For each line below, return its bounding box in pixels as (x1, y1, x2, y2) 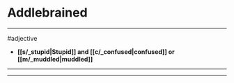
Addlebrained (7, 5, 88, 21)
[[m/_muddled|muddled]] (17, 55, 93, 63)
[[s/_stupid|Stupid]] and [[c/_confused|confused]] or (17, 47, 175, 56)
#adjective (7, 34, 38, 42)
